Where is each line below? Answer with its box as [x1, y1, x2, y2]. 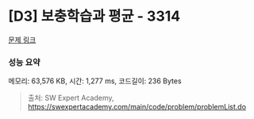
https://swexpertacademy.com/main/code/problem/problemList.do [27, 102, 247, 112]
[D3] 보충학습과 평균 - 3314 [8, 7, 181, 25]
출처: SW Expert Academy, [27, 93, 114, 103]
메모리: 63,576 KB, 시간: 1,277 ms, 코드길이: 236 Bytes [8, 76, 182, 86]
